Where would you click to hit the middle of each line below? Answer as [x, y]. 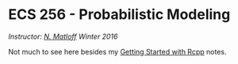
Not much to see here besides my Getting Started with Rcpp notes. [117, 51]
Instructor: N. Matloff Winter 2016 [63, 36]
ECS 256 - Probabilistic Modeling [119, 15]
